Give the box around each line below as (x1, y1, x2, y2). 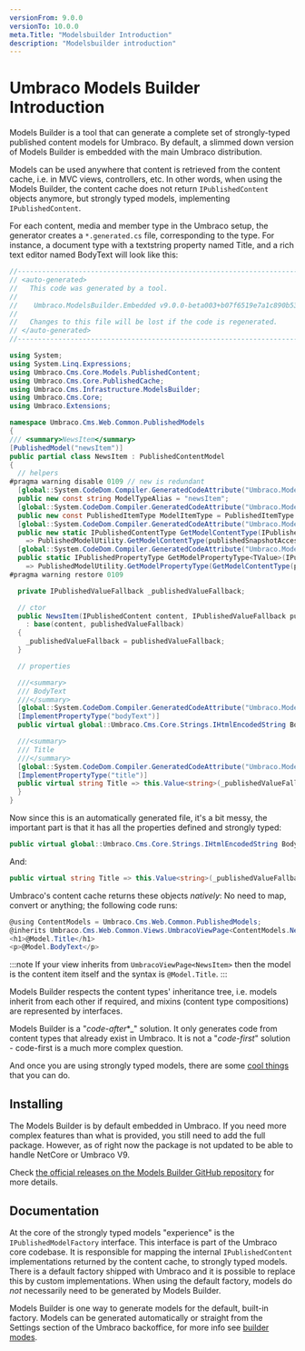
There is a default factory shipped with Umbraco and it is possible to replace (9, 1266, 296, 1276)
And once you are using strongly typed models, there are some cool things (9, 1060, 289, 1071)
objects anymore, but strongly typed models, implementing (9, 193, 231, 205)
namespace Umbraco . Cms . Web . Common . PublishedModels (9, 418, 205, 427)
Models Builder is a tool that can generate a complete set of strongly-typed (9, 127, 290, 138)
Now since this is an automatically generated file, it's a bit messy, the (9, 813, 268, 824)
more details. (9, 1176, 59, 1187)
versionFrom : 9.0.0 (9, 13, 84, 23)
